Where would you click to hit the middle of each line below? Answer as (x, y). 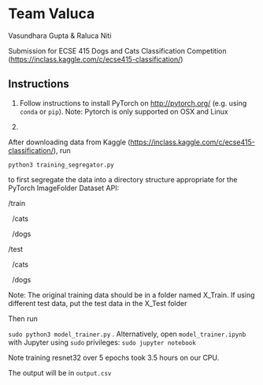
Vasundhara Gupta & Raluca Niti (60, 36)
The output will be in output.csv (60, 372)
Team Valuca (52, 14)
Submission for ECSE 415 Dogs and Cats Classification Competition (117, 50)
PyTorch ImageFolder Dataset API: (64, 188)
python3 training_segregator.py (61, 165)
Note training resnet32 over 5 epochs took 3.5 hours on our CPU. (114, 357)
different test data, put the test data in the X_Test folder (98, 303)
